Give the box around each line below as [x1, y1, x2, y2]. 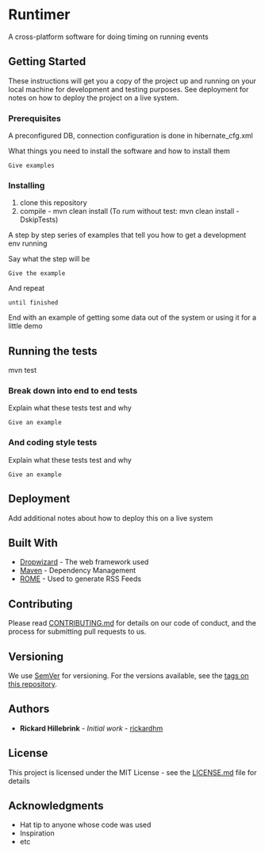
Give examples [8, 161, 56, 170]
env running [8, 238, 48, 248]
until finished [8, 299, 59, 307]
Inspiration [19, 828, 55, 838]
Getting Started [8, 55, 86, 68]
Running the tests [8, 344, 98, 358]
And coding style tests [8, 437, 98, 448]
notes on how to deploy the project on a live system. [8, 93, 179, 103]
